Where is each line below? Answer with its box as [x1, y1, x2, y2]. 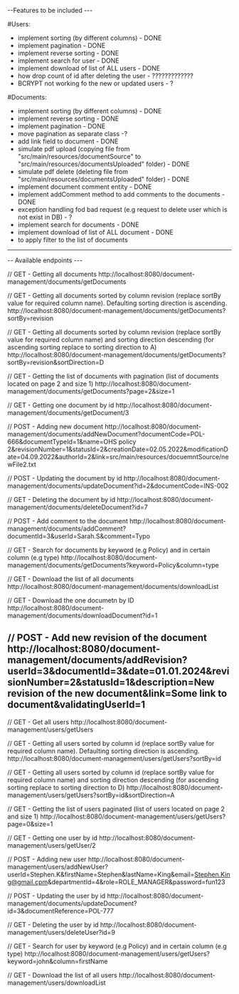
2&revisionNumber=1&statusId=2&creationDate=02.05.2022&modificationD [7, 445, 229, 454]
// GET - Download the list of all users [7, 970, 117, 979]
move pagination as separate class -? [17, 130, 128, 138]
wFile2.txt [7, 460, 37, 468]
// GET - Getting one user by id [7, 834, 98, 842]
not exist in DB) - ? [17, 213, 73, 221]
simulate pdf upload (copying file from [17, 145, 130, 153]
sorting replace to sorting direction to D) [7, 783, 125, 791]
